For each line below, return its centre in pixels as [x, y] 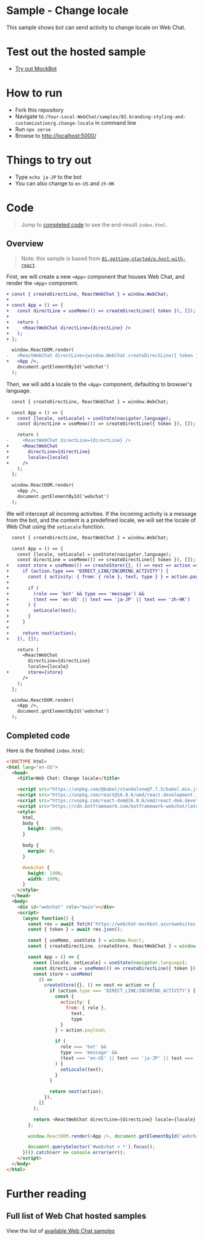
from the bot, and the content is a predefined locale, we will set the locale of [101, 520]
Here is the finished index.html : [46, 750]
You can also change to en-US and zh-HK [65, 183]
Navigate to [29, 116]
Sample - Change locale [67, 11]
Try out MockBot [36, 68]
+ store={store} [35, 672]
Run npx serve [33, 129]
